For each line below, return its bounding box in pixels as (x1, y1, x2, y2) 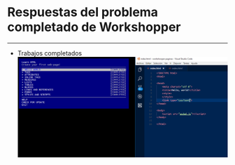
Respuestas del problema (7, 4, 159, 20)
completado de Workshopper (7, 19, 181, 35)
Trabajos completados (17, 48, 83, 57)
